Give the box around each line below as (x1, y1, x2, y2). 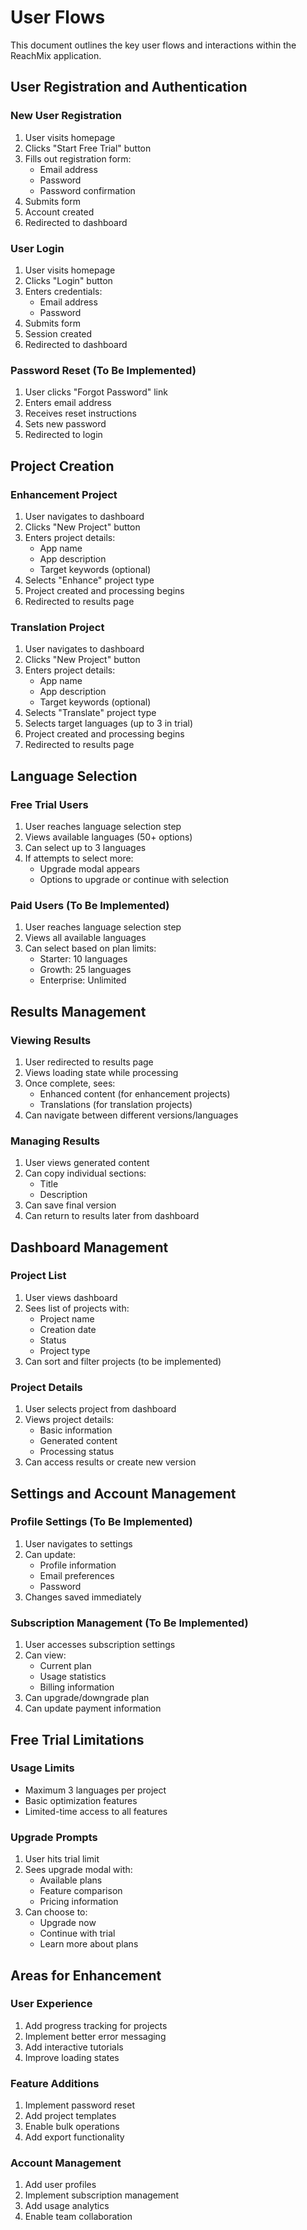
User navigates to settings (24, 1537, 133, 1550)
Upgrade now (39, 1917, 97, 1929)
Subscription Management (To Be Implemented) (10, 1616, 249, 1630)
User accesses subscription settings (24, 1639, 176, 1651)
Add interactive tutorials (24, 2041, 124, 2053)
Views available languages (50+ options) (24, 831, 193, 843)
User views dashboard (24, 1291, 118, 1303)
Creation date (39, 1323, 97, 1335)
